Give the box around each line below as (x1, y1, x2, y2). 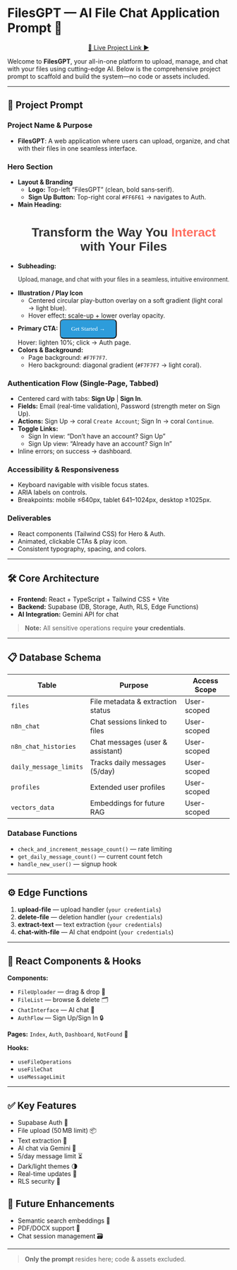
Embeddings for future (90, 798, 165, 808)
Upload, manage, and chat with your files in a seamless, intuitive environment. (18, 275, 230, 284)
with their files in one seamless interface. (17, 144, 138, 153)
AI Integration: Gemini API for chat (17, 610, 119, 618)
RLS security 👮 (17, 1177, 61, 1186)
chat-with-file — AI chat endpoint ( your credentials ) (17, 928, 174, 936)
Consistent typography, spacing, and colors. (17, 544, 147, 553)
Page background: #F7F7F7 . (28, 353, 108, 361)
